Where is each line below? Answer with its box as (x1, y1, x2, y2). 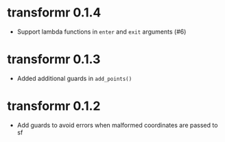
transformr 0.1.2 (7, 98, 101, 114)
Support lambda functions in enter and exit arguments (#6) (16, 27, 187, 36)
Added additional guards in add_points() (16, 74, 132, 82)
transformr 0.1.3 (7, 51, 101, 67)
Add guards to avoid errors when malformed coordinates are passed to (16, 121, 218, 129)
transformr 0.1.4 (7, 5, 102, 21)
